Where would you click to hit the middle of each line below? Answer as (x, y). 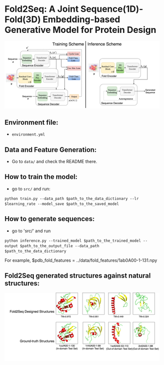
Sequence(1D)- (112, 9)
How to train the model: (41, 177)
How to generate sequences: (50, 219)
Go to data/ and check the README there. (55, 162)
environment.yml (28, 135)
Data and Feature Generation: (51, 150)
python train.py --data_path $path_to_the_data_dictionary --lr (72, 198)
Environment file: (31, 122)
